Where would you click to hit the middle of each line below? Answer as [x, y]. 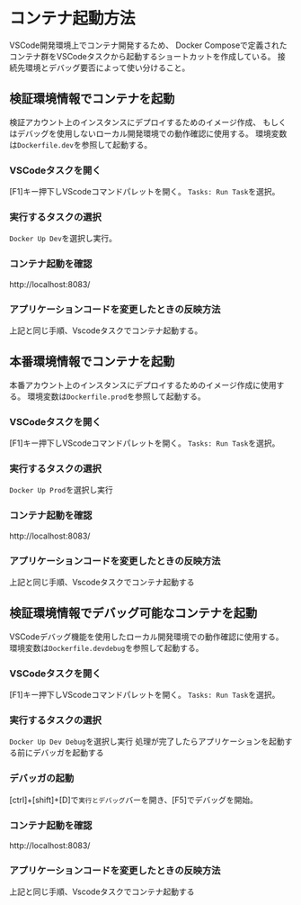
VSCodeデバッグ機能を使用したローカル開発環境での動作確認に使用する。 [146, 637]
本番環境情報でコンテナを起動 [92, 362]
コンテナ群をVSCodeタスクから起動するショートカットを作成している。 [142, 56]
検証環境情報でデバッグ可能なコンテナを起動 [133, 613]
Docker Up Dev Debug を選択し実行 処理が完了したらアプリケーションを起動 [147, 742]
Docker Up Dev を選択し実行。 [63, 239]
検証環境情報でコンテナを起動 [92, 99]
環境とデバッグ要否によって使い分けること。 [107, 68]
